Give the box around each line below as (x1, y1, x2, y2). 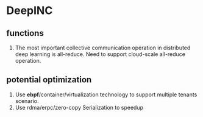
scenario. (15, 97, 39, 104)
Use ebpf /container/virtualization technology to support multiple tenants (15, 91, 198, 98)
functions (6, 28, 44, 38)
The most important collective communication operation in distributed (15, 44, 191, 51)
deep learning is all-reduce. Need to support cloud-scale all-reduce (15, 51, 186, 58)
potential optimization (6, 74, 92, 85)
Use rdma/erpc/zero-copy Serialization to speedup (15, 104, 144, 111)
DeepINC (6, 4, 53, 18)
